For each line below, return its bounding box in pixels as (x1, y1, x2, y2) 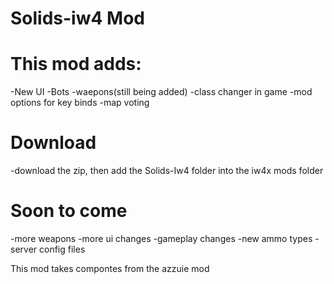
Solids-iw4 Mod (10, 7, 145, 30)
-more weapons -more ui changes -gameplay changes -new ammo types (10, 233, 313, 244)
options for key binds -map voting (10, 97, 150, 109)
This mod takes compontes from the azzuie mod (10, 263, 210, 274)
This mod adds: (10, 53, 142, 76)
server (10, 243, 38, 255)
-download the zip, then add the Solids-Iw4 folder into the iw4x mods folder (10, 165, 324, 177)
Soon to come (10, 200, 128, 222)
